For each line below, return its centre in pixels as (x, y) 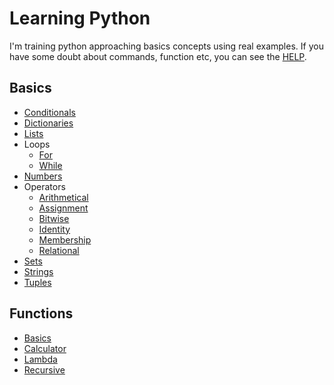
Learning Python (80, 18)
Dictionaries (48, 123)
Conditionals (49, 112)
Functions (41, 313)
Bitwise (54, 218)
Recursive (44, 369)
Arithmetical (63, 197)
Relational (59, 250)
